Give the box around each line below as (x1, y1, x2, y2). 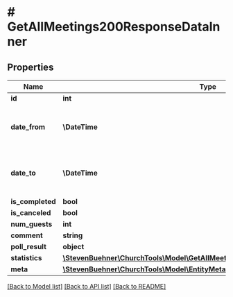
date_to (10, 168, 36, 178)
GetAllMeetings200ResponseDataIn (7, 19, 221, 35)
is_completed (10, 197, 57, 206)
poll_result (10, 242, 47, 251)
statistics (10, 253, 42, 262)
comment (10, 230, 43, 240)
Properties (7, 61, 54, 73)
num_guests (10, 219, 53, 229)
